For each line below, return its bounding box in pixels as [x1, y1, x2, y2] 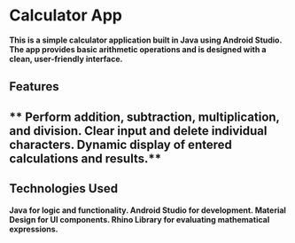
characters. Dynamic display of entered [9, 137, 232, 152]
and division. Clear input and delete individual [9, 123, 268, 138]
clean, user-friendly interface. [9, 53, 123, 64]
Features [9, 79, 59, 94]
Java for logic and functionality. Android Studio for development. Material [9, 205, 286, 216]
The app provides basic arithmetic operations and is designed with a [9, 43, 267, 54]
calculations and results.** [9, 151, 162, 166]
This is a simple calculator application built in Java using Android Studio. [9, 35, 283, 45]
